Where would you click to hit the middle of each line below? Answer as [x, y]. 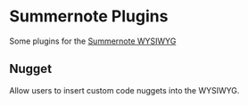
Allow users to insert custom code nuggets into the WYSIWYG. [124, 90]
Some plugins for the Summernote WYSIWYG [93, 41]
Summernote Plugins [89, 16]
